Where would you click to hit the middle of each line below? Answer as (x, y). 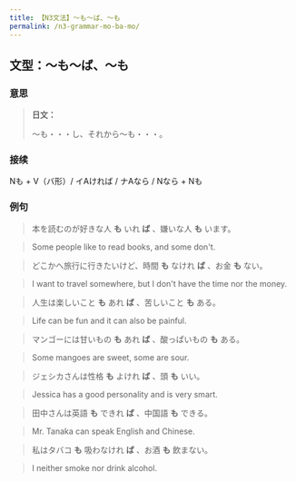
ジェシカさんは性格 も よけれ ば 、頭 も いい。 (118, 376)
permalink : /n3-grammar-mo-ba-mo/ (75, 26)
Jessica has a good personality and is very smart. (124, 394)
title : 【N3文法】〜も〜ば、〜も (65, 18)
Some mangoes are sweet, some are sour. (110, 357)
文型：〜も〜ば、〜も (69, 65)
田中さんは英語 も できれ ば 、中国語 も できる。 (122, 413)
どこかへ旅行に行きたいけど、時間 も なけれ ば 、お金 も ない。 (149, 265)
